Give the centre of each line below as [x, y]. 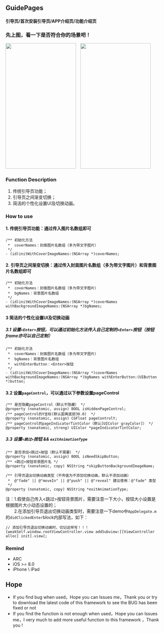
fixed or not [24, 608]
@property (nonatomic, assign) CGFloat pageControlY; [62, 418]
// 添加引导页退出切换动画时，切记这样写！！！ [47, 527]
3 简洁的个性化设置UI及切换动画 [38, 317]
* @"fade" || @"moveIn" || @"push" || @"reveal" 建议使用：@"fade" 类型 [82, 481]
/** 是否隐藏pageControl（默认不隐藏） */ [45, 405]
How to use [19, 216]
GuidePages [24, 8]
